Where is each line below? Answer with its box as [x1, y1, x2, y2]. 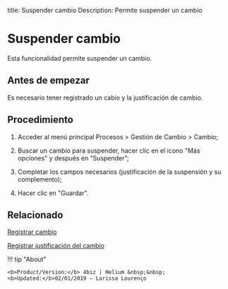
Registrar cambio [7, 228, 57, 236]
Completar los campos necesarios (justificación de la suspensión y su [17, 167, 222, 176]
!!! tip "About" [7, 255, 47, 264]
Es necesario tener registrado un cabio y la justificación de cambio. [7, 93, 203, 102]
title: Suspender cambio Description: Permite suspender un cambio [7, 6, 203, 14]
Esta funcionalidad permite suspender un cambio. [7, 54, 152, 62]
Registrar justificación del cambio [7, 242, 104, 250]
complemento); [17, 175, 62, 183]
